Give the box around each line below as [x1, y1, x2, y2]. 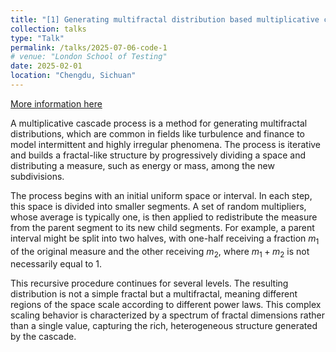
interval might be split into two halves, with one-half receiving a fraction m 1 [10, 232, 320, 246]
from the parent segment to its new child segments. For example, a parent [10, 221, 315, 233]
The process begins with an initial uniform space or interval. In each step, [10, 189, 313, 201]
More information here [10, 97, 103, 110]
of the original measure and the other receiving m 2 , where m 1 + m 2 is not [10, 245, 310, 260]
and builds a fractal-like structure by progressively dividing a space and [10, 149, 307, 161]
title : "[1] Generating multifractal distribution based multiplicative [10, 14, 320, 25]
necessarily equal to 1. [10, 258, 103, 270]
